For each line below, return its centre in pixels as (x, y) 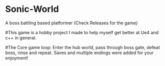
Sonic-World (32, 9)
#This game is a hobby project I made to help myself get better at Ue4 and (82, 32)
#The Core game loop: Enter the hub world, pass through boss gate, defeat (82, 47)
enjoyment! (17, 58)
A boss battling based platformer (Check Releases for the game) (71, 23)
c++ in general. (21, 38)
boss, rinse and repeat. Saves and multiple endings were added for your (79, 53)
